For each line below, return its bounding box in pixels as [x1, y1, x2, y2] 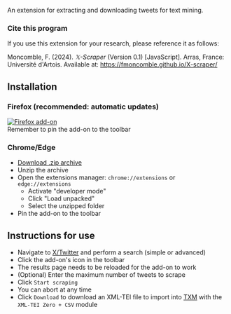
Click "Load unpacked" [27, 194, 95, 203]
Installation [7, 81, 57, 93]
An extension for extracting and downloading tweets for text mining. [7, 6, 204, 14]
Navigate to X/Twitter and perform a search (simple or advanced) [17, 248, 206, 257]
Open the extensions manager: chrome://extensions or [17, 173, 176, 182]
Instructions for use [7, 229, 96, 241]
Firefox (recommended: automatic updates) [7, 102, 160, 111]
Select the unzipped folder [27, 202, 105, 210]
